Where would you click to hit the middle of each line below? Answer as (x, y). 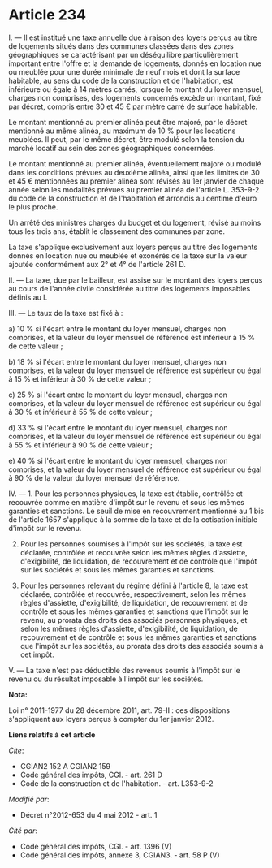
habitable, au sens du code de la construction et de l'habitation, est (121, 80)
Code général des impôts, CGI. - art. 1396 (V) (96, 846)
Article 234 (47, 15)
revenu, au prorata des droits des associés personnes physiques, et (134, 620)
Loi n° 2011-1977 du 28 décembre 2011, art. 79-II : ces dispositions (119, 710)
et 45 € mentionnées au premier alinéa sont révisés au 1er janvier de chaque (136, 181)
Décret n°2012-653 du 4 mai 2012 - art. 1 (89, 814)
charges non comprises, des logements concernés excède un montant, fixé (135, 97)
